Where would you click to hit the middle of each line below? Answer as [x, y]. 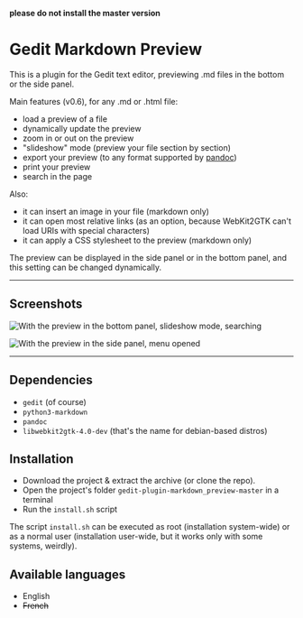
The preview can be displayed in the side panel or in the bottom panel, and [148, 257]
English [36, 596]
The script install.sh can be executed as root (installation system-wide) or [150, 527]
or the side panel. [42, 84]
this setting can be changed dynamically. [86, 267]
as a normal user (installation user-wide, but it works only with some [136, 537]
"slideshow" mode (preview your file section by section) [127, 147]
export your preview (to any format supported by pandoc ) [129, 157]
